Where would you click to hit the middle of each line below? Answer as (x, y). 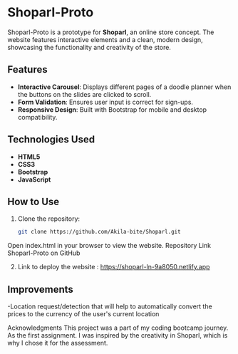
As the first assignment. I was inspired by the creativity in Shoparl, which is (118, 335)
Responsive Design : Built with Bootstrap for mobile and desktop (112, 109)
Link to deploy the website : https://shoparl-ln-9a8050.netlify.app (114, 267)
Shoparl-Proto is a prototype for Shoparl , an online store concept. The (111, 32)
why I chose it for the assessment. (58, 343)
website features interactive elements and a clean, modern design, (105, 39)
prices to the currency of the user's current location (83, 314)
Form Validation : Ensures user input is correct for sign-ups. (105, 102)
